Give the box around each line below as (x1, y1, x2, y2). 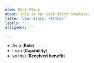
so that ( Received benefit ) (12, 53, 65, 59)
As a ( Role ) (12, 43, 35, 48)
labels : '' (5, 20, 27, 26)
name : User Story (5, 7, 40, 12)
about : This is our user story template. (5, 12, 90, 16)
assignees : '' (5, 25, 34, 30)
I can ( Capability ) (12, 48, 47, 54)
